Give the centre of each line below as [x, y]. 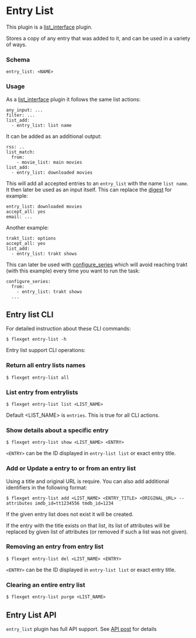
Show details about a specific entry [57, 430]
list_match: [20, 152]
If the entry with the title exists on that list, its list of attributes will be [88, 525]
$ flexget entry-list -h [36, 339]
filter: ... [20, 115]
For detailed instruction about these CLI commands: [68, 329]
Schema [18, 60]
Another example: [27, 227]
